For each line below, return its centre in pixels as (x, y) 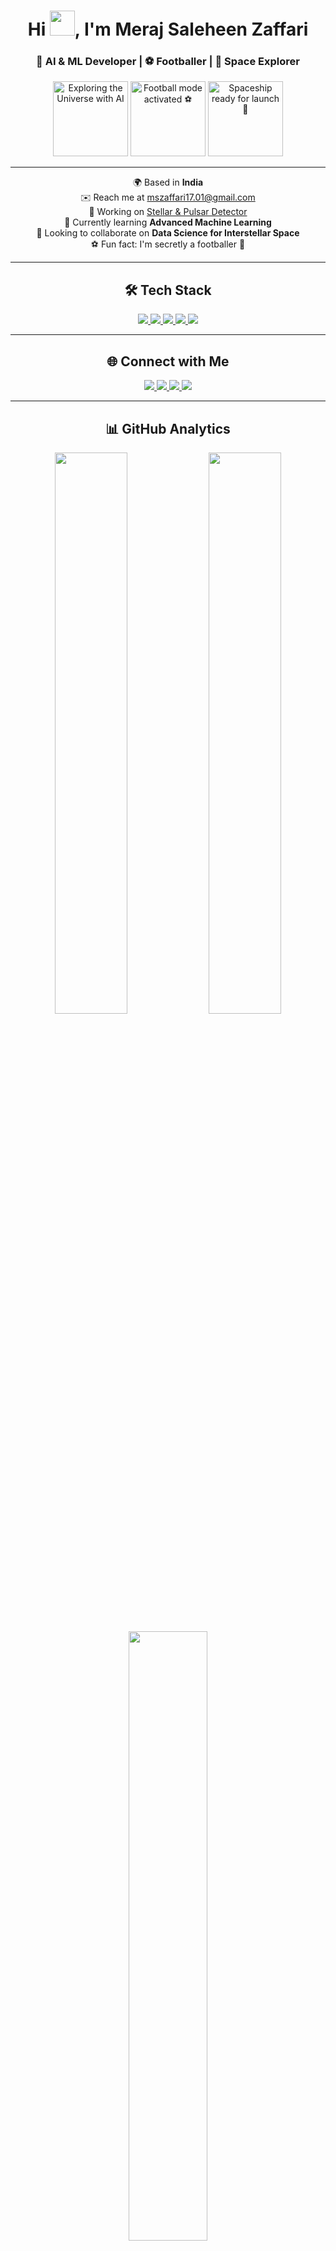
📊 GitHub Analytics (168, 428)
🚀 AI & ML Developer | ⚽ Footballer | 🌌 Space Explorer (168, 62)
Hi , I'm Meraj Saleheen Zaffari (168, 29)
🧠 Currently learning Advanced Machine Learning (168, 222)
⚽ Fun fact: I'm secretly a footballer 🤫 (168, 244)
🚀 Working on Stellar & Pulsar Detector (168, 212)
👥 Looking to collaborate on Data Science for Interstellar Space (168, 233)
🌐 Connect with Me (168, 361)
